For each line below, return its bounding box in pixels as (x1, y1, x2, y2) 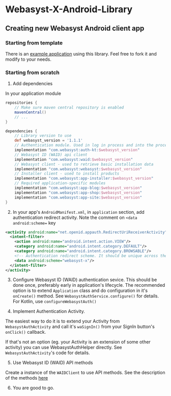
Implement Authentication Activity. (12, 308, 85, 314)
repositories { (5, 101, 38, 106)
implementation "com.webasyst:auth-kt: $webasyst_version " (14, 147, 140, 153)
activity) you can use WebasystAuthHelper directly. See (5, 344, 122, 351)
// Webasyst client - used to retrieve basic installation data (14, 162, 154, 167)
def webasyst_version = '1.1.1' (14, 138, 83, 143)
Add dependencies (12, 81, 53, 87)
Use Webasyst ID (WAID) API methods (12, 360, 93, 366)
